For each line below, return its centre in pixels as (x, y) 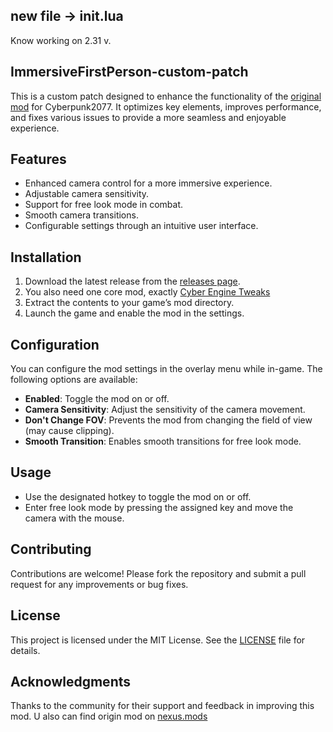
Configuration (55, 344)
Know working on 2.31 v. (61, 40)
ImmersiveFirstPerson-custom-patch (129, 72)
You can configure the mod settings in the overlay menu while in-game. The (166, 369)
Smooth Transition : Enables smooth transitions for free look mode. (163, 441)
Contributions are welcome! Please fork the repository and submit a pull (158, 573)
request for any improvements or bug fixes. (99, 584)
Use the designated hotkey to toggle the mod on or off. (138, 496)
